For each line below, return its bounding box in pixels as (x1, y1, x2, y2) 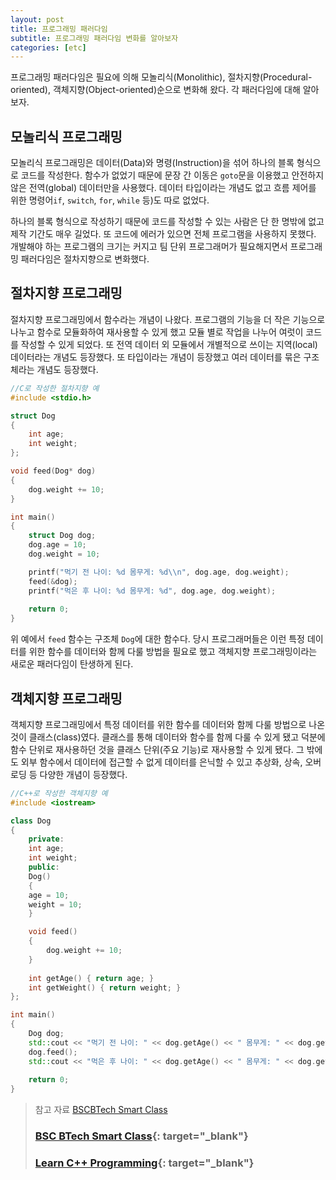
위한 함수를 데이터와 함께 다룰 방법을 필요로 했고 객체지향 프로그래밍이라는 (28, 646, 318, 658)
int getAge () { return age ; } (28, 973, 155, 983)
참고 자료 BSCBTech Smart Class (34, 1104, 168, 1116)
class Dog (10, 816, 52, 826)
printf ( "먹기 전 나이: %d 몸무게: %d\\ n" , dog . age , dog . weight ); (28, 567, 290, 577)
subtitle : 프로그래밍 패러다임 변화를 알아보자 (10, 33, 179, 43)
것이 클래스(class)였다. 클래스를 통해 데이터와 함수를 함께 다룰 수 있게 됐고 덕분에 (10, 731, 326, 743)
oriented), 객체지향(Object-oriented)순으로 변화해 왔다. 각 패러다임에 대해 (10, 84, 301, 96)
